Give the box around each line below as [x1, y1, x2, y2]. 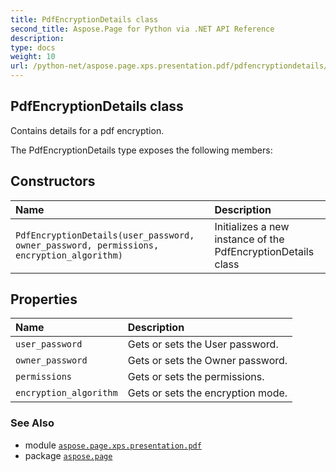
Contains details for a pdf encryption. [10, 124, 165, 136]
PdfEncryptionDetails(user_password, [15, 229, 195, 241]
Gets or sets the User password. [127, 337, 279, 351]
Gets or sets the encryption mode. [127, 386, 288, 400]
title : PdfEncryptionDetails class [10, 14, 159, 25]
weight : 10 [10, 52, 56, 62]
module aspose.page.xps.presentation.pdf [24, 439, 202, 451]
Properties [10, 291, 78, 308]
